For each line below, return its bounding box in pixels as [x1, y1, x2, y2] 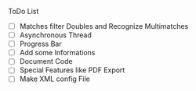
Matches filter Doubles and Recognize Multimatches [19, 22, 189, 30]
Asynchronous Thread [19, 30, 93, 40]
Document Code [19, 57, 73, 66]
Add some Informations [19, 48, 96, 58]
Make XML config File [19, 74, 90, 84]
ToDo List [8, 7, 39, 16]
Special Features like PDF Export [19, 65, 125, 75]
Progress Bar [19, 39, 62, 49]
